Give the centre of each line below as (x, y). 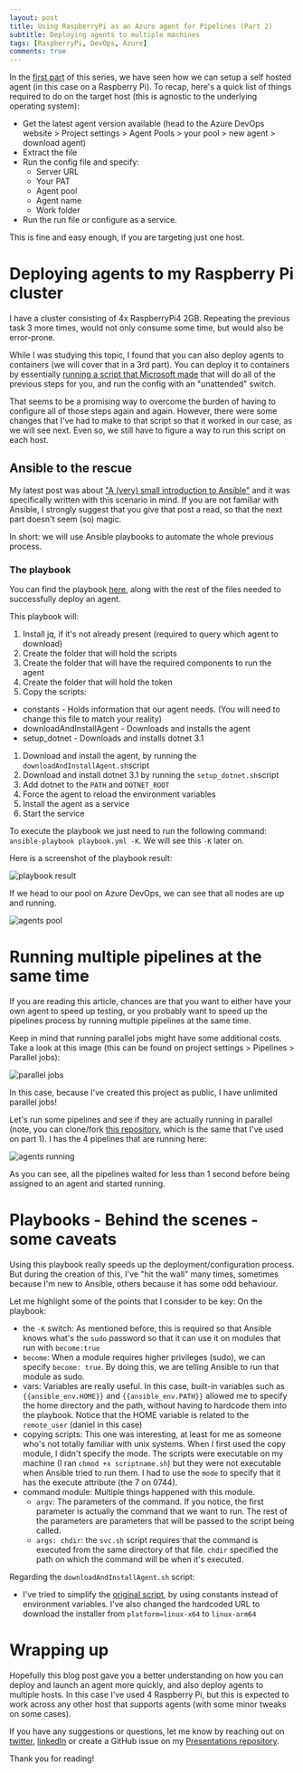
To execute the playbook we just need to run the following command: (138, 831)
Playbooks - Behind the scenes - (134, 1220)
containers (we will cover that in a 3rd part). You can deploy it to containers (150, 365)
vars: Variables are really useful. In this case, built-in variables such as (153, 1386)
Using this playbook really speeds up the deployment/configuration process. (152, 1265)
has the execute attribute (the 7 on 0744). (100, 1482)
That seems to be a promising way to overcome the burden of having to (142, 402)
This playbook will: (44, 617)
